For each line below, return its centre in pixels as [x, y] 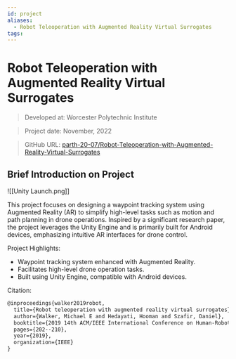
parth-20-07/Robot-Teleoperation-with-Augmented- [138, 145]
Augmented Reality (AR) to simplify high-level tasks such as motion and [111, 212]
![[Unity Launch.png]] [39, 191]
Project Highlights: [34, 248]
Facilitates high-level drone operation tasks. [81, 269]
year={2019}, [33, 336]
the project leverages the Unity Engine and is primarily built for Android [110, 227]
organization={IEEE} [44, 342]
